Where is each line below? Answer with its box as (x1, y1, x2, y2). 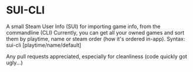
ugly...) (6, 59, 23, 66)
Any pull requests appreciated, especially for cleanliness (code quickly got (6, 53, 188, 60)
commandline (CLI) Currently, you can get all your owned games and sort (6, 29, 185, 36)
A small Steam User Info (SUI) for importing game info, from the (6, 23, 161, 30)
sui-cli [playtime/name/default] (6, 42, 81, 49)
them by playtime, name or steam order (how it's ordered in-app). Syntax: (6, 35, 185, 42)
